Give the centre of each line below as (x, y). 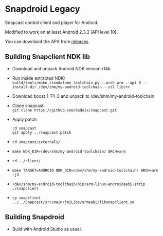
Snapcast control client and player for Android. (52, 22)
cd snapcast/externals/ (36, 142)
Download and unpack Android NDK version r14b (61, 68)
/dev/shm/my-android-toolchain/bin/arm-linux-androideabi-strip (79, 184)
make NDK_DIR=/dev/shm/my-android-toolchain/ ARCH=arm (69, 151)
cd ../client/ (26, 161)
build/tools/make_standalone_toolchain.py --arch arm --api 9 (76, 83)
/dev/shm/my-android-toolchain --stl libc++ (84, 87)
